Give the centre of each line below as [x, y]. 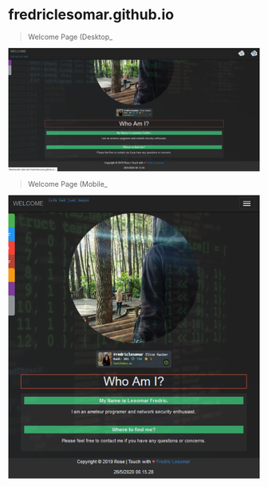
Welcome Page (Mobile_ [67, 184]
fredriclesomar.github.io [91, 15]
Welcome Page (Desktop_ [70, 37]
